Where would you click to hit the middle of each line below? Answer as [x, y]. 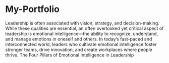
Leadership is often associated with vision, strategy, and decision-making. [82, 23]
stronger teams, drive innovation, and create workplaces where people [79, 49]
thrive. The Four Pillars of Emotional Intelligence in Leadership [70, 55]
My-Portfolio [32, 9]
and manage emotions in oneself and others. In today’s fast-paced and [79, 39]
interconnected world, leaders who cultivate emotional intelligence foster [81, 44]
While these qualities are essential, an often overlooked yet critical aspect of [84, 28]
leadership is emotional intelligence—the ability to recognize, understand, [81, 33]
